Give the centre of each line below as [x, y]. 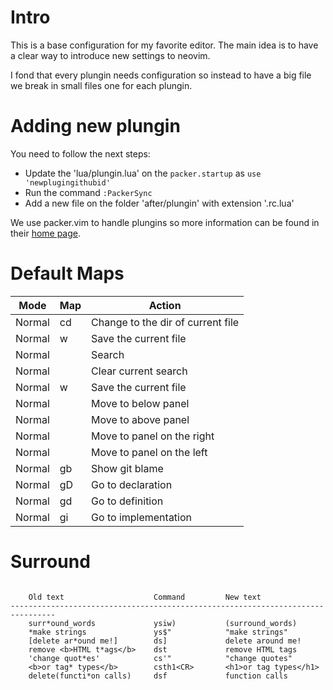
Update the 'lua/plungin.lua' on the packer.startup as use [143, 173]
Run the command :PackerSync [88, 192]
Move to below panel [140, 403]
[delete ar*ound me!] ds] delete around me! [165, 641]
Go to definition [127, 501]
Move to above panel [140, 419]
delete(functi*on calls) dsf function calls [158, 676]
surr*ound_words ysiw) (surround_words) [163, 623]
